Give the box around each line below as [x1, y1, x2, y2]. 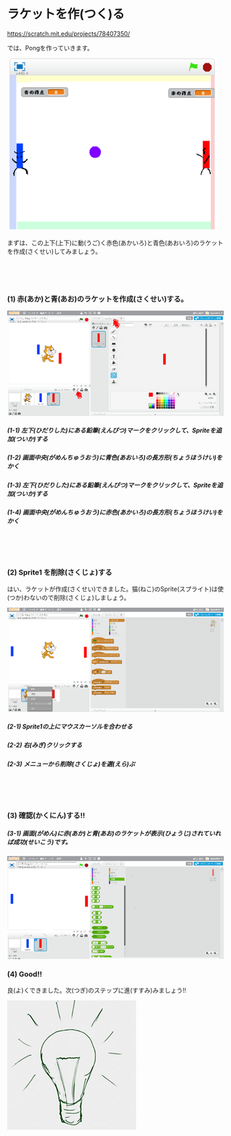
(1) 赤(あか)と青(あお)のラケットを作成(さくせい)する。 [7, 294, 188, 303]
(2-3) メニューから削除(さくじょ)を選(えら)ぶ [7, 759, 135, 768]
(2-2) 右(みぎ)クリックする [7, 741, 82, 749]
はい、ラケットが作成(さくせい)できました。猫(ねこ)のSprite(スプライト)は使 [7, 584, 224, 593]
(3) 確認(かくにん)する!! [7, 810, 86, 820]
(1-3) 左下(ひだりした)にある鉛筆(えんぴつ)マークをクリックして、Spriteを [7, 481, 218, 489]
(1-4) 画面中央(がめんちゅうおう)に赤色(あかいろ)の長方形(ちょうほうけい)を [7, 508, 223, 517]
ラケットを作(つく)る [7, 6, 125, 22]
